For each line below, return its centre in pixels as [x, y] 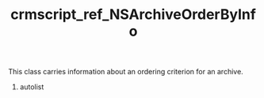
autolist [32, 87]
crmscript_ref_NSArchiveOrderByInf [133, 15]
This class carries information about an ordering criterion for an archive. [126, 72]
